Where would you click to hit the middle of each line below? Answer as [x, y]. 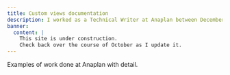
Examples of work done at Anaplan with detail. [73, 64]
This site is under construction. [68, 39]
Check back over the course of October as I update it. [101, 45]
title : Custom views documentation [58, 13]
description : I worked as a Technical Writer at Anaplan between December [116, 20]
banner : [18, 26]
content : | [29, 32]
